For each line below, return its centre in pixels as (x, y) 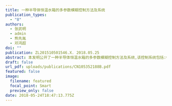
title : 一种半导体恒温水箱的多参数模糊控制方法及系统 (55, 10)
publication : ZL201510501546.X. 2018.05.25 (52, 52)
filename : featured (31, 81)
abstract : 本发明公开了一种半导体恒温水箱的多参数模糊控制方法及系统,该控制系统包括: (86, 57)
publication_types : (26, 15)
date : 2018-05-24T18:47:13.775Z (40, 95)
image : (12, 76)
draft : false (19, 62)
